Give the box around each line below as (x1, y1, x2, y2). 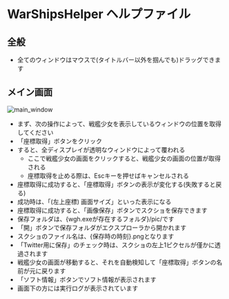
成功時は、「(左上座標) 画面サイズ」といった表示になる (17, 197, 172, 206)
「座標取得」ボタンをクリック (17, 136, 102, 145)
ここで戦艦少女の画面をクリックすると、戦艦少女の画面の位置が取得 (27, 154, 221, 163)
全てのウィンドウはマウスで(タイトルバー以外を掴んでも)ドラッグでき (17, 56, 215, 64)
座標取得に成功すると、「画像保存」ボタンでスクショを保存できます (17, 206, 208, 215)
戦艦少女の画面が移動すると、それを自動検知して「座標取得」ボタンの (17, 257, 217, 266)
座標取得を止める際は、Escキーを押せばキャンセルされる (27, 171, 190, 180)
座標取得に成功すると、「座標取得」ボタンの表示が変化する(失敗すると (17, 180, 216, 188)
